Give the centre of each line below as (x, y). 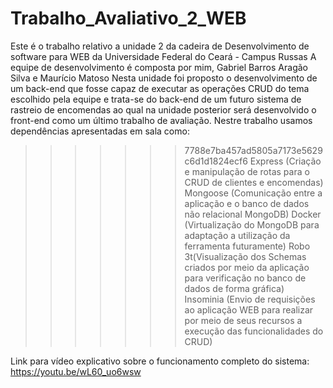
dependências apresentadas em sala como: (100, 131)
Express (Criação (285, 161)
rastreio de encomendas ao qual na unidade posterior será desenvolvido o (163, 109)
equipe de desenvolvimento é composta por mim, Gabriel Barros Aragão (159, 67)
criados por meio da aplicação (247, 267)
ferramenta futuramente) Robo (247, 246)
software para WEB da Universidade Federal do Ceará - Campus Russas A (163, 56)
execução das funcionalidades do (254, 331)
